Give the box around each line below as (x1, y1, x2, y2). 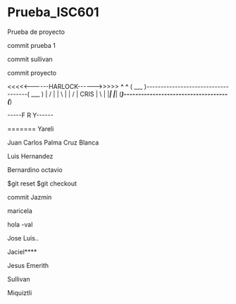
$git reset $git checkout (7, 179, 77, 188)
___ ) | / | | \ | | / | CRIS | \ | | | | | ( (31, 90, 122, 98)
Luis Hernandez (7, 152, 54, 160)
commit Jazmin (7, 193, 52, 201)
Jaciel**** (7, 248, 37, 256)
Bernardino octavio (7, 165, 63, 174)
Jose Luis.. (7, 233, 39, 242)
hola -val (7, 220, 33, 229)
